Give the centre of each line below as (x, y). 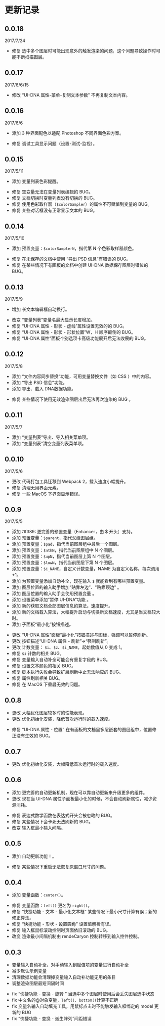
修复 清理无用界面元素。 (36, 487)
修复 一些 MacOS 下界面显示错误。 (47, 494)
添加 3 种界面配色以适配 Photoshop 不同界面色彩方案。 (68, 133)
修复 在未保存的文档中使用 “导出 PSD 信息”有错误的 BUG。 (71, 259)
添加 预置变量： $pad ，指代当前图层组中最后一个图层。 (67, 544)
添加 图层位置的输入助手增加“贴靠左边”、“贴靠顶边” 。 (67, 587)
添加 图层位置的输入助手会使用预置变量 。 (54, 594)
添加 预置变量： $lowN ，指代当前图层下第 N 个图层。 (64, 562)
